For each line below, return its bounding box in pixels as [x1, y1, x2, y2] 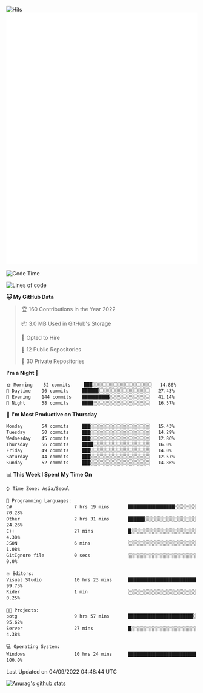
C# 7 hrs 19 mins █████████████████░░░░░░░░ [6, 503, 197, 510]
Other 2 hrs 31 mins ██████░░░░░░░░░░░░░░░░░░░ [6, 515, 197, 522]
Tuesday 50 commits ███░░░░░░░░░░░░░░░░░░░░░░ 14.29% [6, 429, 175, 435]
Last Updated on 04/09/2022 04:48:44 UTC [6, 667, 117, 675]
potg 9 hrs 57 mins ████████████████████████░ [6, 613, 197, 619]
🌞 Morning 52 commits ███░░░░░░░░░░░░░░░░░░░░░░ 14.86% [6, 382, 177, 388]
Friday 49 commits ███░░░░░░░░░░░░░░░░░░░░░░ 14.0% [6, 447, 172, 453]
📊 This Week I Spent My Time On [6, 471, 92, 478]
